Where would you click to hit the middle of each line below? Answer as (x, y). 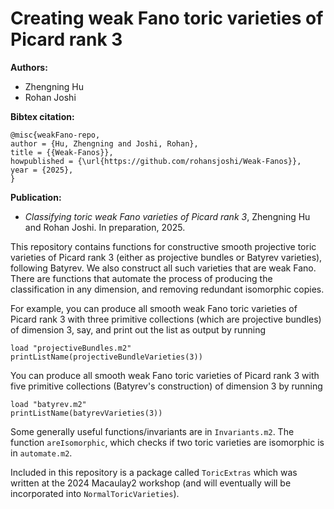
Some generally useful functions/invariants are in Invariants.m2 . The (152, 431)
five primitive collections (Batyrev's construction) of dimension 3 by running (166, 386)
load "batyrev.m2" (48, 404)
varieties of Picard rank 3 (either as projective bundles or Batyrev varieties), (166, 257)
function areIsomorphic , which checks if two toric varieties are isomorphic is (167, 442)
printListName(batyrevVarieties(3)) (86, 413)
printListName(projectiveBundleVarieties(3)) (106, 357)
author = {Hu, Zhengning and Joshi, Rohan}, (104, 143)
